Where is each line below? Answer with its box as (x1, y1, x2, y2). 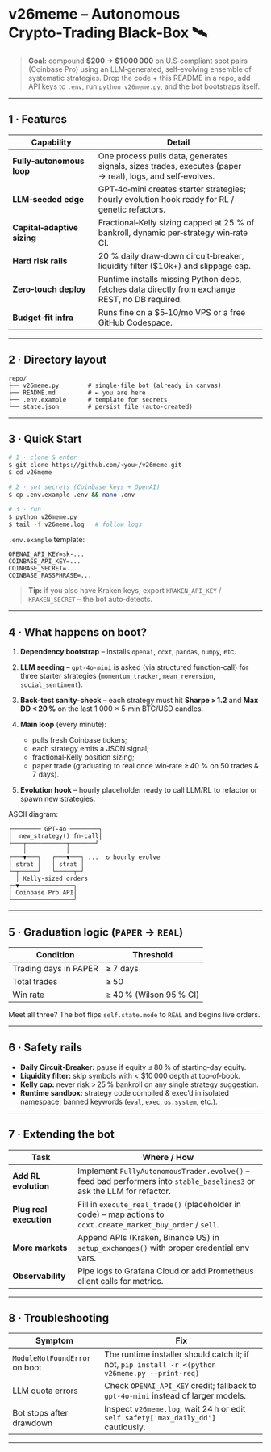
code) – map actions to (77, 1209, 165, 1220)
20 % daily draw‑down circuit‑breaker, (98, 250, 244, 261)
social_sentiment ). (19, 680, 83, 689)
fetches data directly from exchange (98, 284, 236, 295)
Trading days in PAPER (12, 963, 98, 974)
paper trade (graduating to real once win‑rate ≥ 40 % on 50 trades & (31, 761, 260, 771)
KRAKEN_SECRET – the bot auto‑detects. (27, 595, 153, 604)
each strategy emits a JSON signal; (31, 744, 149, 754)
